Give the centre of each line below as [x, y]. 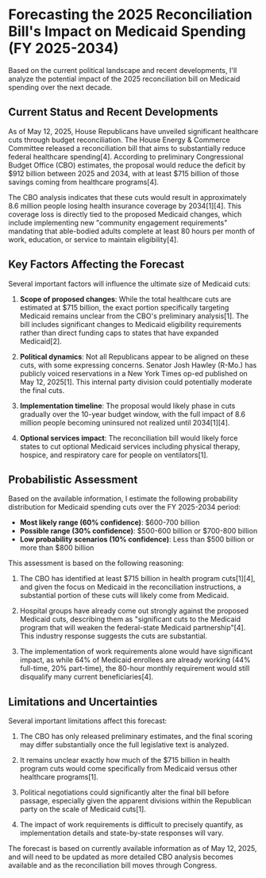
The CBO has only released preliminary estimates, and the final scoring [136, 737]
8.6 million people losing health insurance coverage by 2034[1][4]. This [125, 206]
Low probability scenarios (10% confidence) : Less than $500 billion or [137, 539]
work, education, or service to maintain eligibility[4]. [93, 239]
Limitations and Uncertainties [83, 701]
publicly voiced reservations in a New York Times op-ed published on [133, 373]
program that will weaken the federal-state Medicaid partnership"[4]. [133, 628]
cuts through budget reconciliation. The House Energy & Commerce [119, 140]
